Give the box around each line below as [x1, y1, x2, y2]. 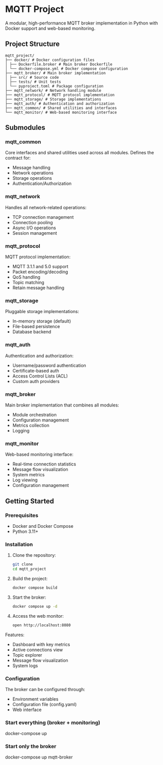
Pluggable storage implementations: [5, 309, 79, 315]
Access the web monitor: [12, 613, 64, 619]
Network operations [12, 170, 54, 176]
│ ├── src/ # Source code [5, 75, 59, 80]
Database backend [12, 329, 51, 335]
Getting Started [5, 497, 54, 505]
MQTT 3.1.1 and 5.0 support [12, 264, 69, 270]
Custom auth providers [12, 378, 60, 384]
